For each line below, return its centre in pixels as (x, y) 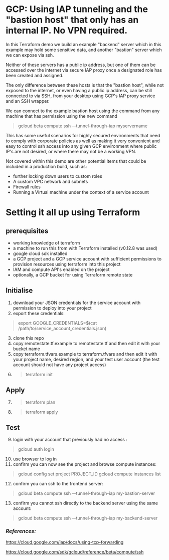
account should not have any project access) (59, 365)
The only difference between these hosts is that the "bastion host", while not (85, 85)
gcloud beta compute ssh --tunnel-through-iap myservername (82, 126)
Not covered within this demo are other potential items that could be (76, 161)
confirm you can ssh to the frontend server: (58, 484)
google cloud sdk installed (40, 253)
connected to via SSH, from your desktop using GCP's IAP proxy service (80, 96)
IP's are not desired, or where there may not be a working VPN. (71, 151)
